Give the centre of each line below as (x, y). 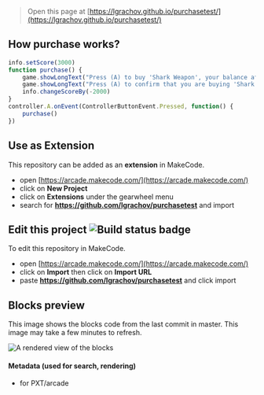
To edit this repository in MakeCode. (67, 249)
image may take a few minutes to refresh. (75, 333)
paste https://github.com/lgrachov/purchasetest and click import (128, 281)
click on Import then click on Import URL (86, 272)
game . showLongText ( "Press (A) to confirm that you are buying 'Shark (139, 85)
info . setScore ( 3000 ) (42, 62)
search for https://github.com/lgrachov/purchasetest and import (127, 205)
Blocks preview (46, 305)
